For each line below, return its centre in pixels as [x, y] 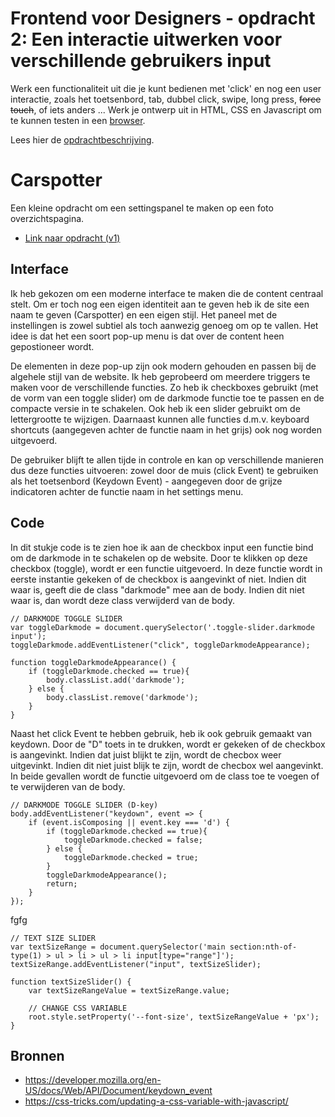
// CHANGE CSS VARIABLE [78, 1008]
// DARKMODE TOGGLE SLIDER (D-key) [84, 805]
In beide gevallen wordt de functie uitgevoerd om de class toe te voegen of [165, 776]
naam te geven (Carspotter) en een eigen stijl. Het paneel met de [144, 314]
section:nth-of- [263, 947]
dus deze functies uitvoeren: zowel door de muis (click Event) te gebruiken [164, 470]
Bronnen [37, 1055]
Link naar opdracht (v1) [72, 238]
